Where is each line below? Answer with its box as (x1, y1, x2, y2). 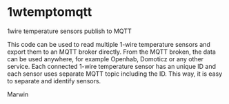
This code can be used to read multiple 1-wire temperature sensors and (7, 40, 210, 48)
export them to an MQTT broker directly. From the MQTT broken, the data (7, 48, 216, 56)
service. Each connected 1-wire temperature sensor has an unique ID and (7, 62, 216, 70)
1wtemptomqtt (7, 4, 92, 20)
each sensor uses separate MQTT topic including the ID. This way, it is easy (7, 70, 223, 78)
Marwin (7, 90, 29, 98)
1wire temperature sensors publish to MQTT (7, 27, 132, 35)
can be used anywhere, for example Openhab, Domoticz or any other (7, 54, 204, 63)
